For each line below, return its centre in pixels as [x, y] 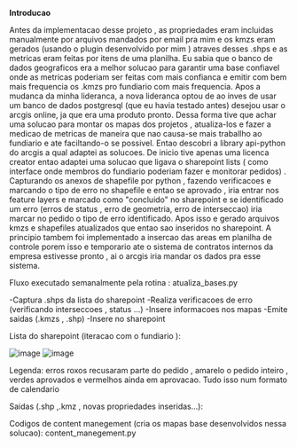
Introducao [30, 13]
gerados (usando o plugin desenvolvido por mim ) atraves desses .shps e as [148, 49]
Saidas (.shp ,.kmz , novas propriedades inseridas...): [106, 406]
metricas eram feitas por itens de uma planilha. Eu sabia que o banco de [141, 58]
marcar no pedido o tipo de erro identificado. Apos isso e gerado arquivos [145, 218]
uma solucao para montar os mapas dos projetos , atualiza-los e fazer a [141, 124]
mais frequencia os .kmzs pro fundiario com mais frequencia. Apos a [135, 86]
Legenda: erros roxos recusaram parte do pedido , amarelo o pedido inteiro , [149, 370]
